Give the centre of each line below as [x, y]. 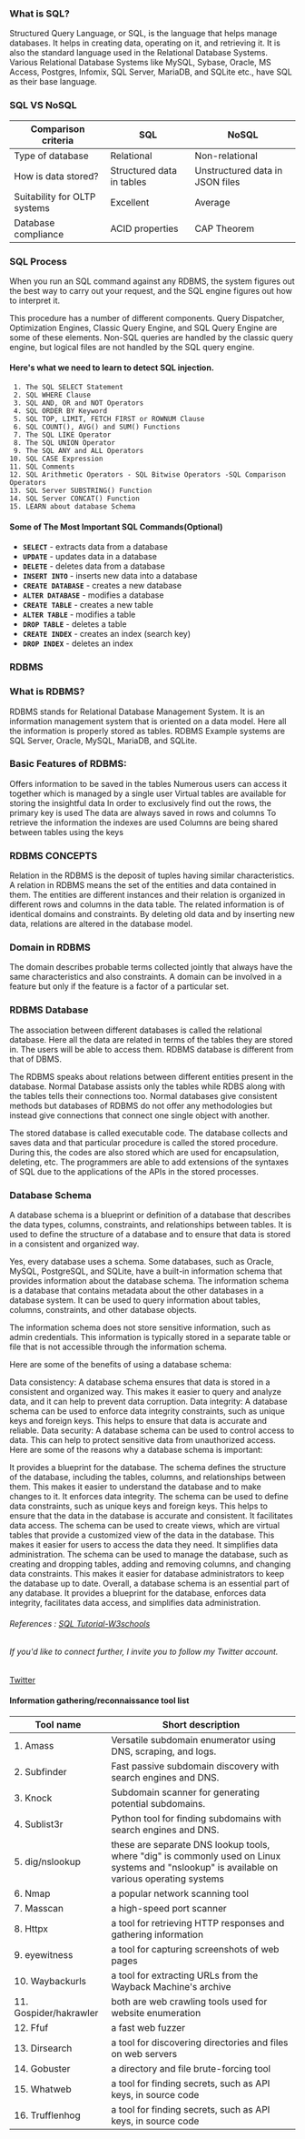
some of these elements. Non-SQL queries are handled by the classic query [151, 337]
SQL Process [39, 261]
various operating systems [168, 1879]
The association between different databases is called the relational [136, 1030]
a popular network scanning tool [180, 1893]
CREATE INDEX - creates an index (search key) [107, 634]
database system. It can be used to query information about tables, [135, 1300]
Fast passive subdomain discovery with [195, 1766]
